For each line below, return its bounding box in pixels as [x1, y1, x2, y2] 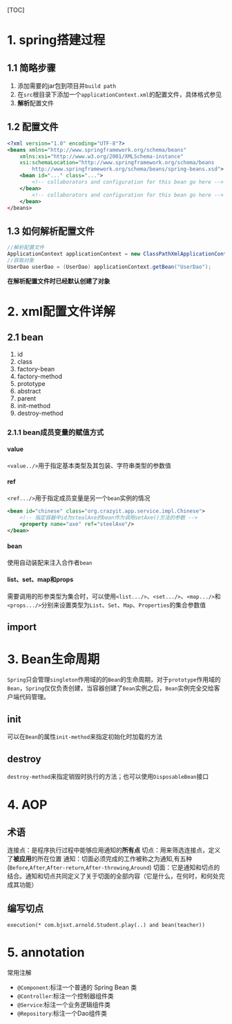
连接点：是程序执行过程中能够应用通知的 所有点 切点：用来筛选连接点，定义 [7, 845, 221, 854]
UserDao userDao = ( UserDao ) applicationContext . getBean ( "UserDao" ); [7, 263, 212, 270]
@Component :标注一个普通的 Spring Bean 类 [17, 983, 137, 991]
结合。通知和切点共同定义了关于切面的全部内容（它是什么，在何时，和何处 [7, 872, 219, 880]
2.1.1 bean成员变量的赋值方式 [7, 427, 104, 437]
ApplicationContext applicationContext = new [7, 251, 140, 258]
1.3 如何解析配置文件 [7, 225, 95, 237]
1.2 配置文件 [7, 121, 59, 133]
